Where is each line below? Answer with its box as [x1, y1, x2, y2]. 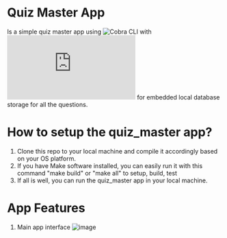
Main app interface [16, 223, 70, 231]
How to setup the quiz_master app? [7, 125, 213, 140]
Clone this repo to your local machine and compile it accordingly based [16, 147, 218, 155]
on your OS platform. [16, 154, 77, 163]
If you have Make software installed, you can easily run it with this [16, 161, 203, 169]
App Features [7, 200, 85, 216]
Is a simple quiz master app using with [7, 27, 152, 36]
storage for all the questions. [7, 100, 88, 108]
